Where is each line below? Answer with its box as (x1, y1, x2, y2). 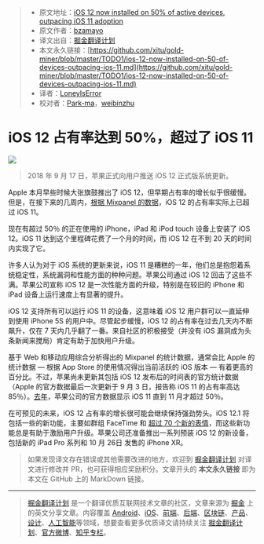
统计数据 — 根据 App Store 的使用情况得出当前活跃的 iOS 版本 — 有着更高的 (8, 362, 254, 371)
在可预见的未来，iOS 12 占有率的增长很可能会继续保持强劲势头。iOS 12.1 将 (8, 408, 250, 418)
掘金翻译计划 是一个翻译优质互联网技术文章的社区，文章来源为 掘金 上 (27, 498, 254, 507)
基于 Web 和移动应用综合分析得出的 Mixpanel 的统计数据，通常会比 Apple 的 (8, 352, 255, 362)
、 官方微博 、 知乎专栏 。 (34, 528, 111, 537)
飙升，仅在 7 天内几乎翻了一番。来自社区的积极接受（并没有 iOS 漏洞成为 (8, 326, 245, 335)
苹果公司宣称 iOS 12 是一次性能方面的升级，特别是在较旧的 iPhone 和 (21, 279, 245, 289)
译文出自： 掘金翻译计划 (38, 35, 115, 45)
